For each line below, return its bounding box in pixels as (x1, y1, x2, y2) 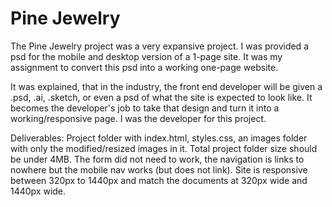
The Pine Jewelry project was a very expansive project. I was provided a (10, 40, 309, 52)
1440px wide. (10, 185, 67, 197)
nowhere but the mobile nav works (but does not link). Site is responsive (10, 163, 308, 176)
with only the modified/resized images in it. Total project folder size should (10, 142, 318, 154)
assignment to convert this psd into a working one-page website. (10, 61, 279, 73)
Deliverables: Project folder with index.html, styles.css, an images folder (10, 132, 308, 144)
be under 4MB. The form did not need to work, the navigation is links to (10, 153, 305, 165)
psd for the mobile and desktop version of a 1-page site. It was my (10, 50, 283, 62)
